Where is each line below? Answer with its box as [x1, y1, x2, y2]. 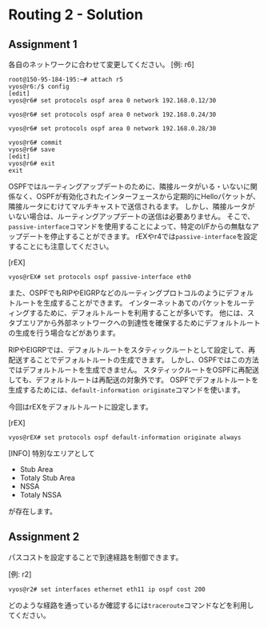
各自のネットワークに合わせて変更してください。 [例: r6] [8, 60, 194, 69]
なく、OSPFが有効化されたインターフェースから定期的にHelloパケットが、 [14, 192, 260, 201]
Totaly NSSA [19, 490, 62, 499]
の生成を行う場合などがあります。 [8, 328, 120, 337]
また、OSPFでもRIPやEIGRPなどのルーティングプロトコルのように [8, 288, 226, 298]
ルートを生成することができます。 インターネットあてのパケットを [14, 298, 234, 307]
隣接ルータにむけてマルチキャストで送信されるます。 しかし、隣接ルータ [8, 202, 248, 211]
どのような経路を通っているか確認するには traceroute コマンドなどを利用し [8, 600, 254, 609]
